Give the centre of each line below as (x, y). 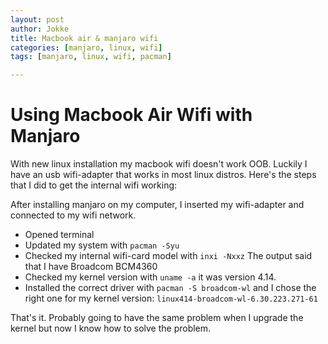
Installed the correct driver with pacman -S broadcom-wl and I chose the (170, 288)
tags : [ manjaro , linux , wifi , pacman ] (91, 57)
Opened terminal (59, 235)
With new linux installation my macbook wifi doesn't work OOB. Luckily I (159, 164)
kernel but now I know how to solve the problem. (111, 328)
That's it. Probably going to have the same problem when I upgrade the (157, 318)
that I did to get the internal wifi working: (94, 185)
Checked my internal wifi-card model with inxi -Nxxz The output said (168, 256)
